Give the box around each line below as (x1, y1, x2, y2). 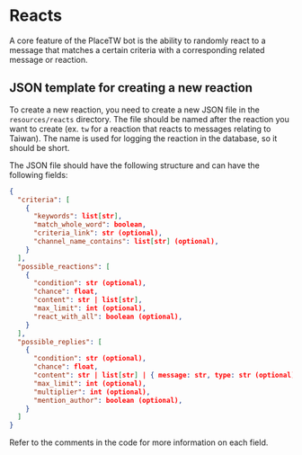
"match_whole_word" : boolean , (32, 220, 147, 229)
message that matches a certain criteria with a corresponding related (9, 44, 265, 55)
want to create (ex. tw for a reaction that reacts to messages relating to (9, 123, 271, 134)
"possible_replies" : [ (17, 337, 102, 346)
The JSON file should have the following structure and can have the (9, 159, 261, 171)
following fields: (9, 169, 68, 180)
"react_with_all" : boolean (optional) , (32, 312, 182, 321)
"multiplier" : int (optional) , (32, 388, 151, 397)
